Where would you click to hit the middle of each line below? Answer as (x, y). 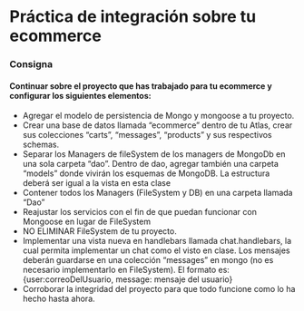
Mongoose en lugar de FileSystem (87, 222)
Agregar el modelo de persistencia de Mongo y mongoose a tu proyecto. (158, 116)
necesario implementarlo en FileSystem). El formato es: (126, 270)
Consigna (31, 64)
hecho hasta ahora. (59, 299)
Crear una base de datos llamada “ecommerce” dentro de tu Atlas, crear (157, 125)
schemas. (41, 145)
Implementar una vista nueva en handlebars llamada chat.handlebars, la (157, 241)
